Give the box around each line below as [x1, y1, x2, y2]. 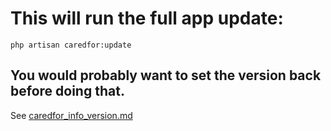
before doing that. [10, 83, 125, 100]
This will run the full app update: [10, 7, 284, 30]
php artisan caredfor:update [10, 40, 132, 50]
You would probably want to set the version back [10, 67, 322, 84]
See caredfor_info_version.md [10, 109, 133, 121]
